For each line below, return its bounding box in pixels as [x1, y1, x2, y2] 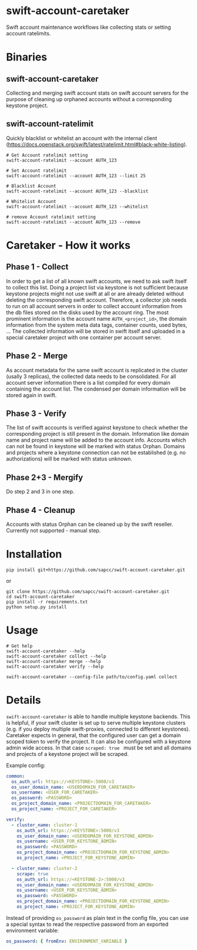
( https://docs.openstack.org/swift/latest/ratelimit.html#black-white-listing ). [6, 141, 188, 148]
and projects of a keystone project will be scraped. [6, 750, 129, 757]
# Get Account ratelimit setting [6, 152, 88, 158]
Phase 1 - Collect [6, 262, 69, 272]
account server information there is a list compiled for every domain [6, 379, 171, 386]
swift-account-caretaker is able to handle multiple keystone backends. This [6, 713, 191, 720]
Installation [6, 548, 62, 561]
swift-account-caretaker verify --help [6, 664, 104, 669]
